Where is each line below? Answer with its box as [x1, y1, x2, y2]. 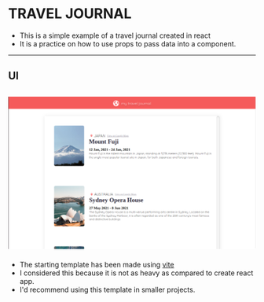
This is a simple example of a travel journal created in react [19, 31, 211, 40]
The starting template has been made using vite [19, 260, 174, 269]
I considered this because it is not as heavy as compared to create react [19, 268, 254, 278]
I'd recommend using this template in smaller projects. [19, 285, 196, 294]
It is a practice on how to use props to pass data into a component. [19, 39, 236, 48]
